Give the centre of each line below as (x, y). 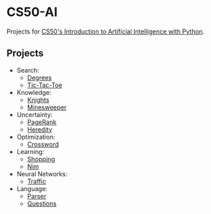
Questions (42, 204)
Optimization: (36, 137)
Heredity (40, 129)
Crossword (43, 144)
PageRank (42, 122)
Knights (38, 100)
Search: (28, 70)
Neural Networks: (42, 174)
